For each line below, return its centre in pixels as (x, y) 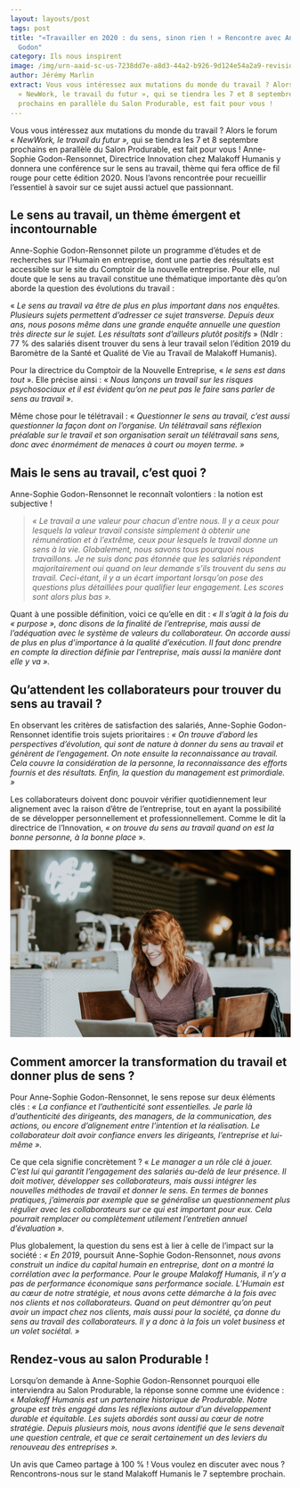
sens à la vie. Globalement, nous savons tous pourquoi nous (143, 550)
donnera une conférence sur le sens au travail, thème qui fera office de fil (145, 168)
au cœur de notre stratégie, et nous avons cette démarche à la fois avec (143, 1293)
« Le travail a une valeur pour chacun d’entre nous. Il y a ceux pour (155, 521)
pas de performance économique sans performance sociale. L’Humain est (147, 1284)
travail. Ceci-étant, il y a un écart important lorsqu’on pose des (147, 578)
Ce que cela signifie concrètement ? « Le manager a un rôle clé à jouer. (142, 1162)
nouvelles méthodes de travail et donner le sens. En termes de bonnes (139, 1191)
